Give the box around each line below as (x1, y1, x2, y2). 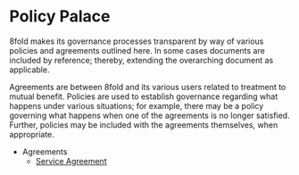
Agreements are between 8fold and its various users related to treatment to (9, 81, 287, 92)
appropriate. (9, 129, 55, 139)
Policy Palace (9, 6, 111, 27)
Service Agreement (35, 155, 107, 166)
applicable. (9, 64, 50, 75)
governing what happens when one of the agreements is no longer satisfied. (9, 110, 290, 121)
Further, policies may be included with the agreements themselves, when (9, 119, 278, 130)
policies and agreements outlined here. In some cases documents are (9, 45, 265, 55)
